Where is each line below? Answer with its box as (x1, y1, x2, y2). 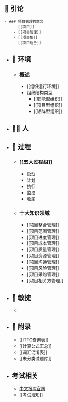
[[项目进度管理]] (26, 234, 59, 240)
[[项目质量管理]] (26, 246, 59, 252)
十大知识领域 (19, 209, 50, 216)
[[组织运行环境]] (26, 83, 59, 89)
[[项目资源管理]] (26, 252, 59, 258)
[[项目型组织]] (34, 102, 62, 108)
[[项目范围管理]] (26, 228, 59, 234)
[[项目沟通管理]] (26, 259, 59, 265)
